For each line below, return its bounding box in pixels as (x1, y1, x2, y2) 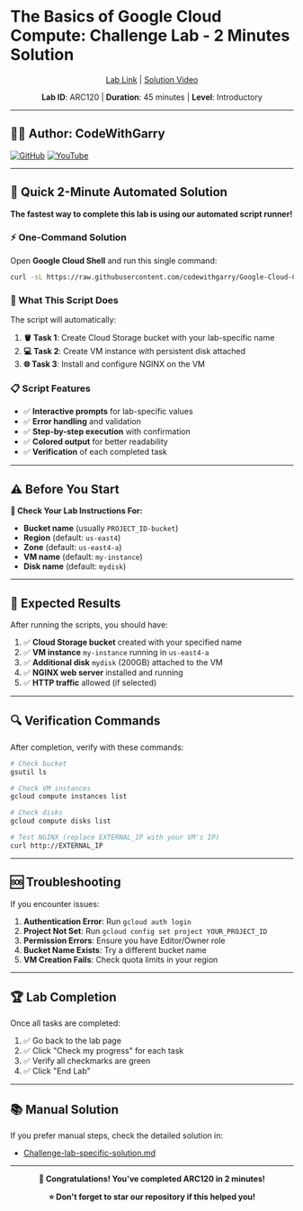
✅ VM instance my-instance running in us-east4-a (22, 646, 209, 657)
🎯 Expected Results (10, 595, 121, 610)
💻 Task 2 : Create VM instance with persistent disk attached (22, 346, 246, 357)
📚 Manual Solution (10, 1101, 120, 1117)
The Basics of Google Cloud (10, 6, 222, 27)
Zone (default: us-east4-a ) (22, 542, 122, 553)
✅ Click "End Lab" (22, 1065, 91, 1076)
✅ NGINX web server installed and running (22, 667, 183, 678)
